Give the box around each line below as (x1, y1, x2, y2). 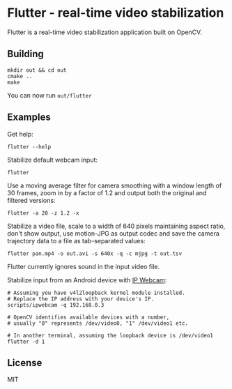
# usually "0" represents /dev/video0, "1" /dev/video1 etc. (7, 319, 189, 327)
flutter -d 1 (7, 338, 45, 345)
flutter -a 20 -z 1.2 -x (7, 209, 79, 217)
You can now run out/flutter (7, 91, 92, 99)
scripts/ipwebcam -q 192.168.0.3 (7, 301, 105, 308)
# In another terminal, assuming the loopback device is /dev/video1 (7, 332, 214, 339)
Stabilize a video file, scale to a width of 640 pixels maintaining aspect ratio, (7, 222, 226, 230)
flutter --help (7, 143, 52, 151)
